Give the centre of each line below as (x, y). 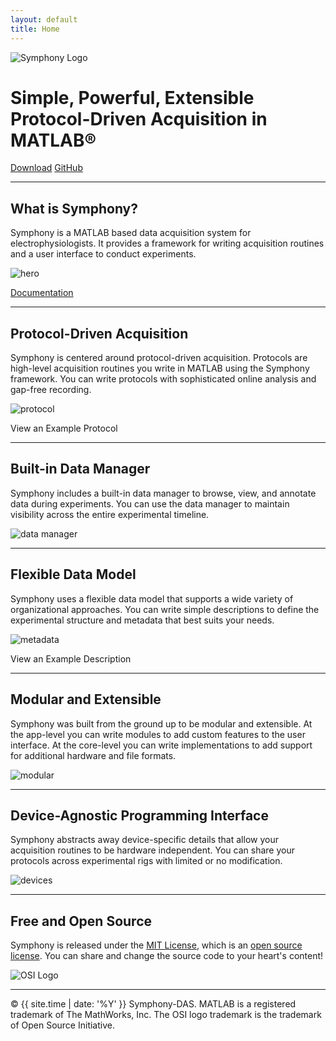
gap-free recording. (51, 390)
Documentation (42, 293)
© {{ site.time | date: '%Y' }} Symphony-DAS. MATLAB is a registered (153, 1004)
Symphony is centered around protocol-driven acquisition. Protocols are (159, 358)
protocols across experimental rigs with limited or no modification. (146, 861)
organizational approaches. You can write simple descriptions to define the (165, 609)
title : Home (35, 29)
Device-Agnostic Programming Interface (139, 815)
